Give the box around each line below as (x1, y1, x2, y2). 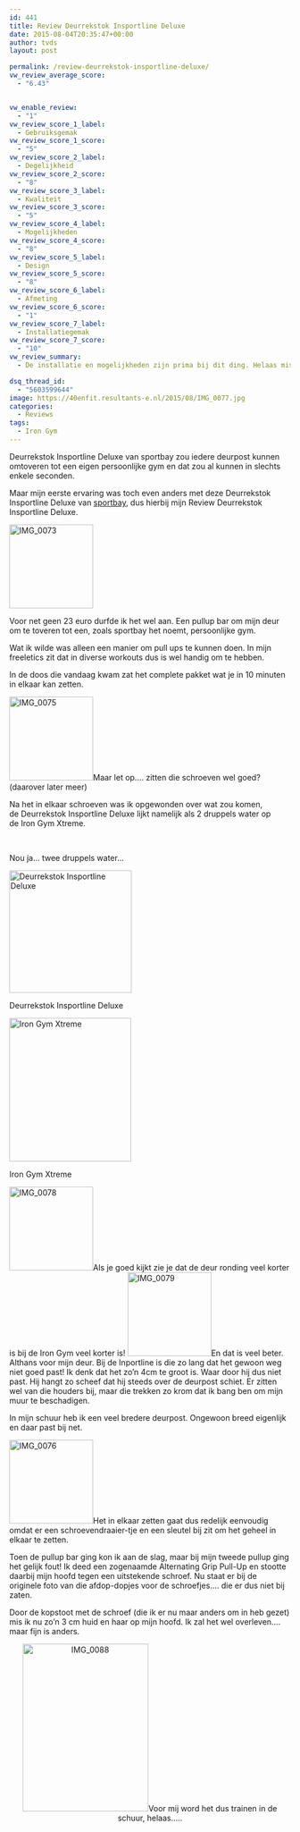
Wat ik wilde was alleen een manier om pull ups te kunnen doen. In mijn (9, 642, 272, 653)
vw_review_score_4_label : (9, 220, 105, 229)
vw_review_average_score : (9, 71, 105, 80)
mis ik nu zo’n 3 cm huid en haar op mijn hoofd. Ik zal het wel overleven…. (9, 1616, 281, 1627)
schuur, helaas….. (117, 1812, 183, 1823)
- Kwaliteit (17, 194, 62, 204)
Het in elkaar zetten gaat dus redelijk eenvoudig (93, 1515, 269, 1525)
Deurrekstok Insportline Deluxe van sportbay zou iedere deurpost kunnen (9, 451, 280, 461)
